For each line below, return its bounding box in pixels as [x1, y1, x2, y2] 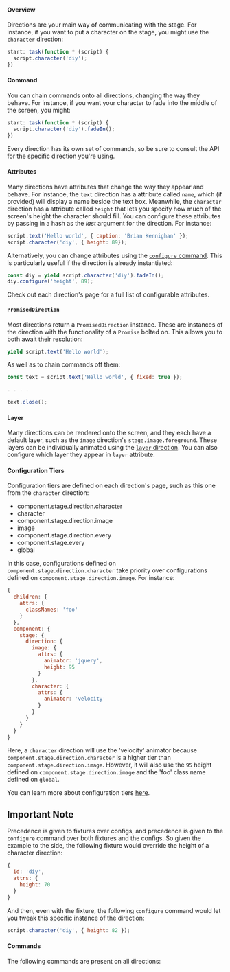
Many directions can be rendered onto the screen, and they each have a [7, 429, 211, 437]
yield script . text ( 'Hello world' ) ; [7, 348, 109, 355]
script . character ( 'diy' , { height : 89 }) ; [7, 239, 128, 246]
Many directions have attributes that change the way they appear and [7, 183, 204, 191]
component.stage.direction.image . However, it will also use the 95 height [7, 761, 212, 769]
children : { [13, 594, 48, 601]
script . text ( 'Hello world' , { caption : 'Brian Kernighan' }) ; [7, 232, 189, 240]
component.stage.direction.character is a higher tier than [7, 754, 172, 762]
